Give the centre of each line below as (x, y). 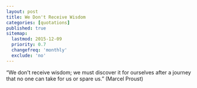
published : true (26, 28)
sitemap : (17, 34)
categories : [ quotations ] (38, 22)
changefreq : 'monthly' (39, 50)
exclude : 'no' (29, 56)
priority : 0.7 (29, 45)
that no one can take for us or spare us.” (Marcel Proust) (75, 79)
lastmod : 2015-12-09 (37, 39)
